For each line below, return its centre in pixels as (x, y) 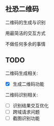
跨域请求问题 (26, 112)
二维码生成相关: (22, 73)
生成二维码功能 (28, 84)
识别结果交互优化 (31, 105)
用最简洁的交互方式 (25, 33)
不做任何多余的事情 (25, 44)
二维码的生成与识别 (25, 22)
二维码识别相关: (22, 94)
